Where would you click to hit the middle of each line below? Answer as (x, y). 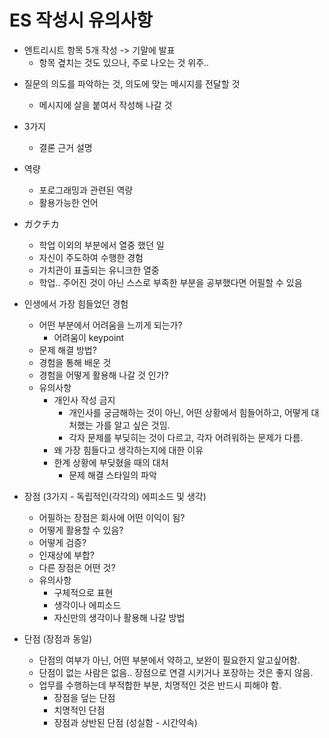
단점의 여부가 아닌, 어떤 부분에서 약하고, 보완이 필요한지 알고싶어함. (169, 660)
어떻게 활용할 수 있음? (81, 530)
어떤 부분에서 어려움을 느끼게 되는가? (110, 325)
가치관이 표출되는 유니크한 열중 (99, 270)
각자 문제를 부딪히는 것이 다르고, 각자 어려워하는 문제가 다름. (186, 437)
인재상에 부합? (66, 555)
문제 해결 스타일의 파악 (112, 475)
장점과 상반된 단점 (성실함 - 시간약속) (125, 722)
